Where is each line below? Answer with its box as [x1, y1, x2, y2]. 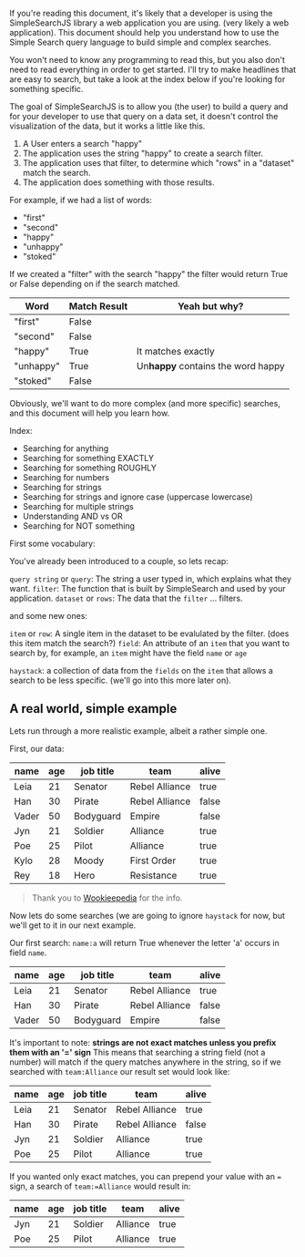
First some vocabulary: [9, 538, 96, 549]
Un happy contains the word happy [136, 360, 285, 372]
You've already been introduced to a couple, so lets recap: [9, 556, 229, 566]
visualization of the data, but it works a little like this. [9, 120, 206, 131]
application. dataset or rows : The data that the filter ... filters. [9, 592, 243, 603]
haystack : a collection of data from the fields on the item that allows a [9, 665, 273, 675]
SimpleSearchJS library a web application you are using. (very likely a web [9, 17, 290, 28]
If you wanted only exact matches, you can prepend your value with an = [9, 1170, 282, 1181]
